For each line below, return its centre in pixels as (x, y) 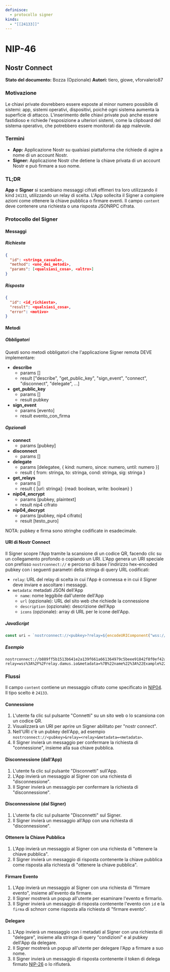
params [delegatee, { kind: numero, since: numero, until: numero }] (90, 467)
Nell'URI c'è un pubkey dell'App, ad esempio (59, 732)
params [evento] (37, 410)
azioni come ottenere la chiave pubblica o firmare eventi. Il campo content (82, 201)
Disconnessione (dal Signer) (36, 804)
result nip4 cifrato (39, 505)
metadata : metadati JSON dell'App (48, 590)
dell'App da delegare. (35, 943)
